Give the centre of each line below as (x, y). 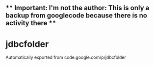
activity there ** (31, 23)
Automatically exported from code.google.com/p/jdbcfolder (66, 57)
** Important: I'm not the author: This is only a (77, 8)
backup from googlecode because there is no (77, 16)
